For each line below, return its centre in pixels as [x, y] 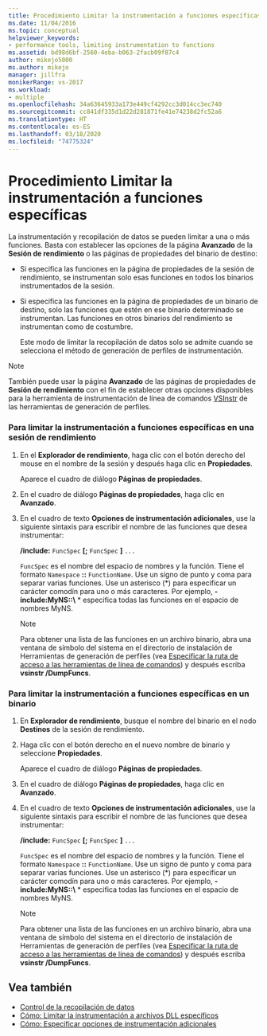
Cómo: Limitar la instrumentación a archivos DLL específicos [119, 1015]
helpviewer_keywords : [44, 38]
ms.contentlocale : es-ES [49, 127]
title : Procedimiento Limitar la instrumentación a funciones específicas [135, 16]
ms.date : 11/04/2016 [43, 23]
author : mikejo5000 [41, 61]
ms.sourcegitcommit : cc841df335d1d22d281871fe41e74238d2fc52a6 [115, 112]
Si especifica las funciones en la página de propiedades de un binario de [139, 301]
